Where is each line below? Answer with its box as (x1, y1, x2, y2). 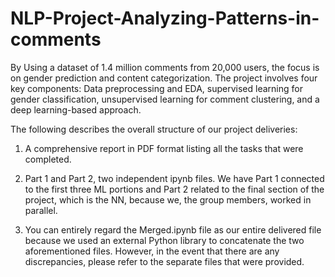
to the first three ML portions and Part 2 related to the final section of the (24, 183, 325, 195)
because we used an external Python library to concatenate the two (24, 234, 305, 246)
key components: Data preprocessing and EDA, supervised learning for (10, 82, 303, 94)
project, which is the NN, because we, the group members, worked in (24, 193, 312, 206)
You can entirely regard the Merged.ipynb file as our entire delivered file (24, 223, 322, 236)
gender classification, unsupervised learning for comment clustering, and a (10, 93, 320, 105)
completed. (24, 153, 72, 165)
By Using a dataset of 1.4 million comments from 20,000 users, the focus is (10, 61, 320, 73)
